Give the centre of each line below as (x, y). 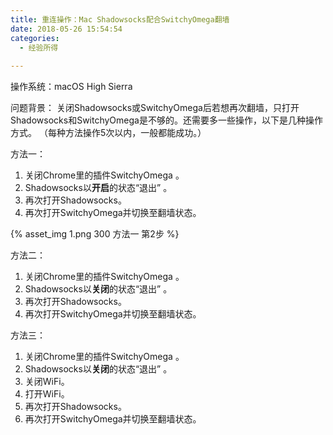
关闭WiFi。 (47, 382)
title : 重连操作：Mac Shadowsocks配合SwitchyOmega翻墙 (120, 19)
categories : (35, 38)
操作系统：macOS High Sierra (71, 87)
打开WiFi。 (47, 394)
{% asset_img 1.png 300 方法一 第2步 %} (95, 234)
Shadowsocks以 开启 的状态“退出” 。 (98, 188)
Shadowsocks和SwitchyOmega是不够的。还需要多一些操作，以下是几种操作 (166, 120)
